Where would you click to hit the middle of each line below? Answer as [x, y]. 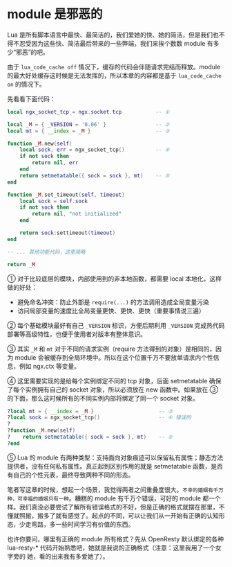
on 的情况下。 [27, 84]
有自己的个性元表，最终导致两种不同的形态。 [71, 475]
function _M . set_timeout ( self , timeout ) [66, 195]
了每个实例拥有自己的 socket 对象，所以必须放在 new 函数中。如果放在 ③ [113, 390]
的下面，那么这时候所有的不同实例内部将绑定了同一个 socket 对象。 [103, 398]
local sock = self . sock [54, 201]
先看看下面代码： [31, 98]
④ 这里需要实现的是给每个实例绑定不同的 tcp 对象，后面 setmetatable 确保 [114, 381]
